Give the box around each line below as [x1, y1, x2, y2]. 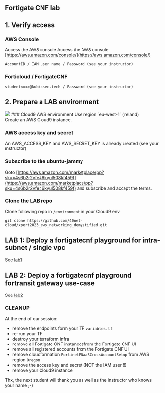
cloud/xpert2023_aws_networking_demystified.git [5, 223, 107, 228]
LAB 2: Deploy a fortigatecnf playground [5, 271, 132, 280]
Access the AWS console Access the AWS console [5, 47, 109, 53]
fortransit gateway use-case [5, 279, 95, 288]
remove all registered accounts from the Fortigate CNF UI [12, 346, 129, 352]
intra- [142, 236, 161, 245]
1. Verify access [5, 21, 55, 29]
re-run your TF [12, 331, 42, 336]
